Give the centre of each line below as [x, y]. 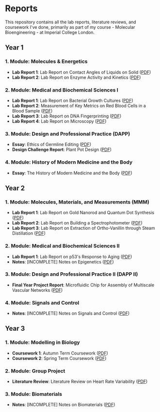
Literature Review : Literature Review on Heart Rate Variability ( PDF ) [80, 382]
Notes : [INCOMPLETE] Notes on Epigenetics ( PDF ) [63, 262]
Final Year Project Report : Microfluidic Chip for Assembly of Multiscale [83, 285]
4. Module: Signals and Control [42, 302]
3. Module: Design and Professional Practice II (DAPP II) [72, 274]
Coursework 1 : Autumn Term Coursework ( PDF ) [60, 353]
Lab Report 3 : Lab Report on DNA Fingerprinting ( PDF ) [67, 116]
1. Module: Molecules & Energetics [46, 61]
